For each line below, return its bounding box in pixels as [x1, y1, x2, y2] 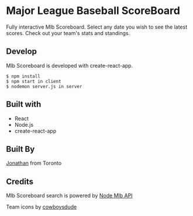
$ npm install [6, 73, 41, 79]
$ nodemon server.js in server [6, 83, 82, 89]
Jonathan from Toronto [6, 159, 62, 167]
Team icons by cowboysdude [6, 203, 77, 211]
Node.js [14, 121, 34, 128]
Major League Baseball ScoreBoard [6, 4, 180, 18]
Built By [6, 144, 35, 154]
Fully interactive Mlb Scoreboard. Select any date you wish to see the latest [6, 23, 188, 30]
